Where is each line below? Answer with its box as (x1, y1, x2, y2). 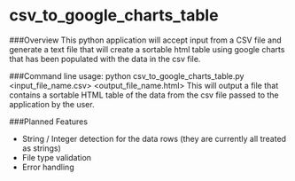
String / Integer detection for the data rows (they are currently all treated (21, 133, 286, 144)
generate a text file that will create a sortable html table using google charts (9, 43, 285, 54)
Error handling (21, 161, 74, 172)
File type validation (21, 152, 91, 162)
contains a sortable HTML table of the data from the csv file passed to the (9, 90, 279, 100)
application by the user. (9, 98, 95, 109)
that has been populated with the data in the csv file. (9, 53, 201, 64)
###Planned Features (9, 116, 89, 127)
